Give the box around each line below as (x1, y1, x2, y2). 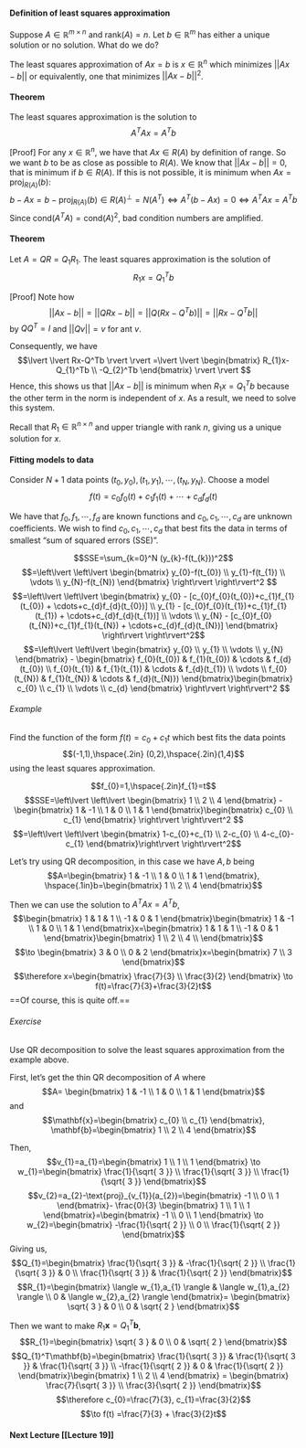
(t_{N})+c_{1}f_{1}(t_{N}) (28, 620, 120, 631)
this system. (9, 402, 56, 413)
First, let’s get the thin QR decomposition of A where (9, 1071, 206, 1082)
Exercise (9, 1016, 42, 1027)
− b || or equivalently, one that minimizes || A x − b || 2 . (9, 69, 204, 81)
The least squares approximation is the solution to (9, 112, 197, 122)
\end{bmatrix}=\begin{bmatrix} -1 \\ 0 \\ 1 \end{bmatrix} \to (42, 1209, 265, 1220)
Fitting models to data (9, 453, 94, 465)
